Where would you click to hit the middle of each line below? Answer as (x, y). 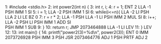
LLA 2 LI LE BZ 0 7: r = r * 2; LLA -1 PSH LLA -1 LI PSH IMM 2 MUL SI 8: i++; (81, 17)
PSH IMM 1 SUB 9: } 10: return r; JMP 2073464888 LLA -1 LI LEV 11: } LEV (78, 27)
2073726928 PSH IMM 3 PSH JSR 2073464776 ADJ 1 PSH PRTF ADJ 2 (76, 37)
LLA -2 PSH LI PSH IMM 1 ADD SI (38, 22)
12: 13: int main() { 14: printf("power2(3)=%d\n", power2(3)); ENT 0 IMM (77, 32)
